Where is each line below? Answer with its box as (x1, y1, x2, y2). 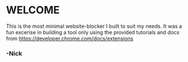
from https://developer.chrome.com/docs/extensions (6, 35, 134, 42)
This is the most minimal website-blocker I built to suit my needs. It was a (6, 23, 182, 30)
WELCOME (6, 3, 60, 17)
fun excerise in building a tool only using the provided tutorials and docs (6, 28, 180, 35)
